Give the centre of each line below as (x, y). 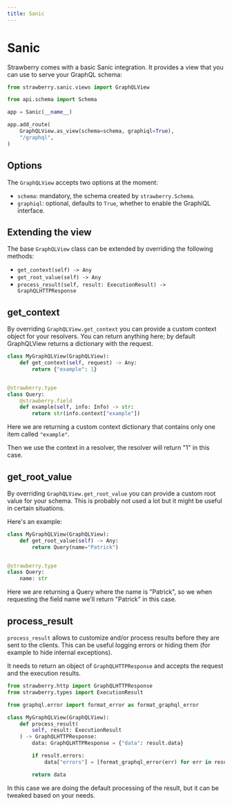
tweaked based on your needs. (51, 795)
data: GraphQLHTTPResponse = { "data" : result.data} (108, 743)
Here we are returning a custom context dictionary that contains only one (111, 427)
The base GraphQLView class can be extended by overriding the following (110, 249)
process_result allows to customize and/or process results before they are (113, 638)
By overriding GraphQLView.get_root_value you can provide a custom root (112, 493)
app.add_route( (29, 125)
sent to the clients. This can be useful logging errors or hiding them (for (109, 645)
